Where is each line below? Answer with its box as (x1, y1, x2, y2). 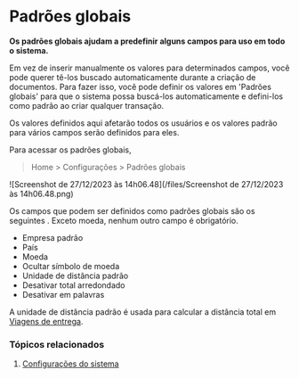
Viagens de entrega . (9, 316, 84, 326)
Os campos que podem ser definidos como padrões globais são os (9, 205, 255, 216)
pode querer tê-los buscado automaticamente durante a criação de (9, 71, 256, 82)
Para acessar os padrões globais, (9, 144, 132, 155)
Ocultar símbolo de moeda (21, 260, 120, 271)
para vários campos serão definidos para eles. (9, 127, 180, 137)
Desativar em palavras (21, 289, 105, 300)
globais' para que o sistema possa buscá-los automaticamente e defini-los (9, 91, 283, 102)
